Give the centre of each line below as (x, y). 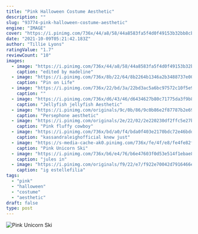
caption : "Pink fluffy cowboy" (55, 126)
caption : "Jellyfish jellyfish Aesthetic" (70, 104)
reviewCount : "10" (29, 55)
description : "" (26, 17)
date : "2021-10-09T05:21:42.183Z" (49, 39)
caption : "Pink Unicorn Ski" (52, 148)
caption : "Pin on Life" (46, 83)
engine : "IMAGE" (26, 28)
